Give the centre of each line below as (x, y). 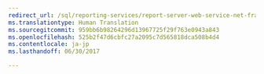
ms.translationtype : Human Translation (73, 23)
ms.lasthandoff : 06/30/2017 (54, 51)
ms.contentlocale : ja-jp (49, 44)
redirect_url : (31, 15)
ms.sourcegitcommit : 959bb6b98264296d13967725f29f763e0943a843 (114, 30)
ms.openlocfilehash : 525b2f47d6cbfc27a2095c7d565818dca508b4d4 (114, 37)
